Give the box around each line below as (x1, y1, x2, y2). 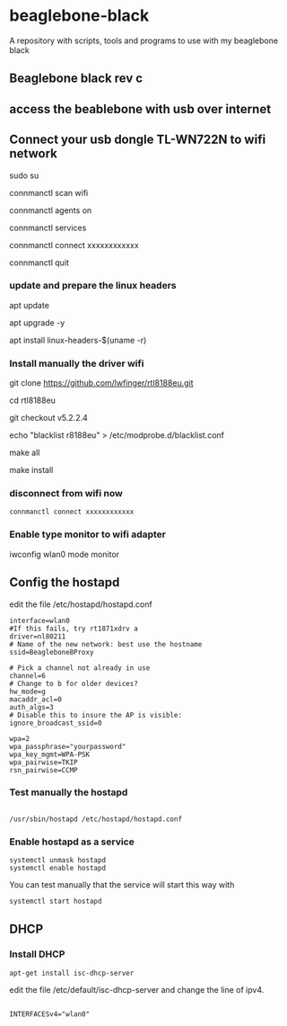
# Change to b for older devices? (9, 679, 139, 688)
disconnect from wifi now (9, 487, 123, 500)
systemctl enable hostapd (9, 864, 106, 873)
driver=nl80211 (9, 631, 66, 641)
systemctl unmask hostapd (9, 856, 106, 865)
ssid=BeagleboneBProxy (9, 647, 94, 656)
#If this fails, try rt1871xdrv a (9, 624, 139, 633)
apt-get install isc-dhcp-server (9, 968, 135, 977)
